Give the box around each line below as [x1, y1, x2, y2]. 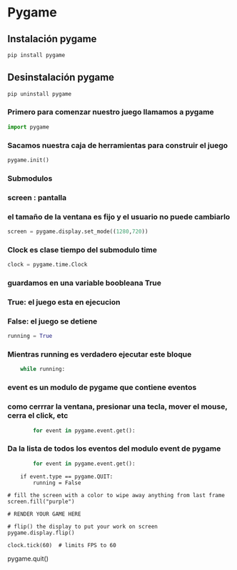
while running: [20, 366, 66, 373]
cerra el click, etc [7, 411, 69, 421]
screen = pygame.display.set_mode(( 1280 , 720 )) [7, 228, 148, 236]
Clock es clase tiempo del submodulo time [7, 244, 157, 254]
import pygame [7, 123, 50, 131]
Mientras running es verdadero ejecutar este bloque [7, 349, 192, 359]
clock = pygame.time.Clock [7, 261, 88, 269]
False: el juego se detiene [7, 316, 98, 326]
